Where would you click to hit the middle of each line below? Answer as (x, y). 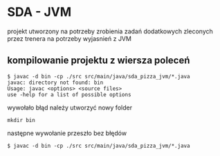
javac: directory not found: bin (55, 83)
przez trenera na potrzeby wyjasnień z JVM (69, 38)
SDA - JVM (39, 12)
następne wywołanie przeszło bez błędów (67, 133)
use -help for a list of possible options (69, 94)
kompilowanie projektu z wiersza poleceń (99, 61)
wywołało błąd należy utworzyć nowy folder (70, 107)
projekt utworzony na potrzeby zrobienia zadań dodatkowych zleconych (110, 31)
